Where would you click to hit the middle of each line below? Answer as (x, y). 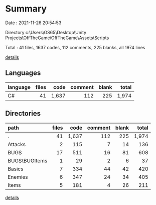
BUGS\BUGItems (28, 160)
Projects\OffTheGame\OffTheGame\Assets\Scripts (57, 38)
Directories (23, 114)
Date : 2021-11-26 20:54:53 (33, 23)
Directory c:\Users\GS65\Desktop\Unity (46, 32)
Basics (16, 169)
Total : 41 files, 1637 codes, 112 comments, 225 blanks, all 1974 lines (75, 47)
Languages (23, 73)
